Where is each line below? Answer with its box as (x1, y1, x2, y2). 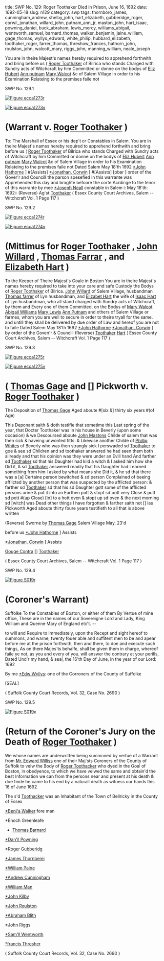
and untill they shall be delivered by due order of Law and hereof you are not (5, 319, 159, 325)
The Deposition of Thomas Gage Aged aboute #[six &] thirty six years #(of (5, 407, 155, 413)
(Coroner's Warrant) (5, 594, 89, 605)
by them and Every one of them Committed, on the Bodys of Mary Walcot (5, 304, 153, 310)
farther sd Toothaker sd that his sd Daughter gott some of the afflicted (5, 484, 146, 490)
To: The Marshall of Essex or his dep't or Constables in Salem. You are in (5, 138, 151, 144)
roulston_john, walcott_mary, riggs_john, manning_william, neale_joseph (5, 46, 150, 51)
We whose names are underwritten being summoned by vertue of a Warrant (5, 752, 158, 758)
